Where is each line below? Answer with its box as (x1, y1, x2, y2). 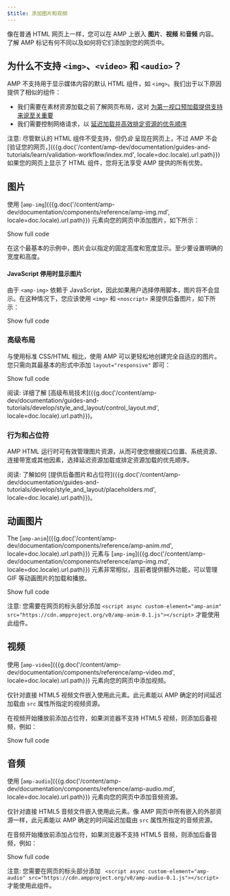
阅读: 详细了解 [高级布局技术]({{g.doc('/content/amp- (7, 388, 157, 397)
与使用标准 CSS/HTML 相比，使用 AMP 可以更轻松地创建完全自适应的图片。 (7, 352, 221, 360)
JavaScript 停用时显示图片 (7, 269, 82, 277)
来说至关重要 (16, 111, 53, 120)
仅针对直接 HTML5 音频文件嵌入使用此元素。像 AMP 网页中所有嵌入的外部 (7, 808, 216, 816)
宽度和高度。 (7, 253, 43, 261)
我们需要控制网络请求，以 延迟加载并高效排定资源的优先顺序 (16, 120, 187, 128)
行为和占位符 (7, 430, 50, 440)
